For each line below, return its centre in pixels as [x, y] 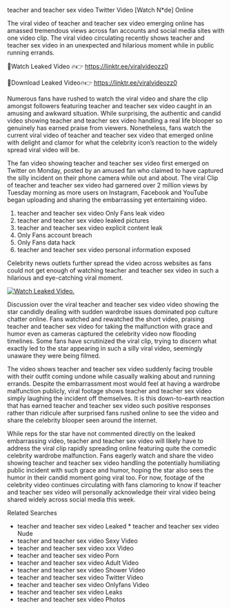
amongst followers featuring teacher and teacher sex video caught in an [110, 106]
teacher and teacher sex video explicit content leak [90, 228]
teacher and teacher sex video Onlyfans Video [83, 585]
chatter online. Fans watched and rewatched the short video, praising [106, 319]
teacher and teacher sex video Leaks [70, 592]
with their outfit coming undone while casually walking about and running [111, 376]
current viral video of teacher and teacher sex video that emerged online [110, 135]
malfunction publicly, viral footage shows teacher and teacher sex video [110, 391]
